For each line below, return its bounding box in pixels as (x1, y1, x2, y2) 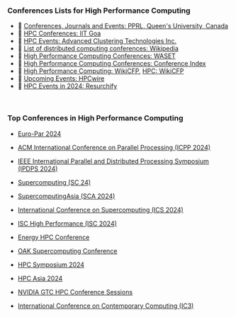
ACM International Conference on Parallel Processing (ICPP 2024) (17, 143, 211, 151)
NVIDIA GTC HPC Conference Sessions (17, 287, 133, 296)
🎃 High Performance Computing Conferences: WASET (17, 52, 176, 60)
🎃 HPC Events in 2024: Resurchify (17, 82, 118, 91)
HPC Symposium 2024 (17, 260, 85, 269)
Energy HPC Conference (17, 233, 90, 241)
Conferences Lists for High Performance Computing (7, 6, 191, 16)
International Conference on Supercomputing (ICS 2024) (17, 205, 184, 214)
